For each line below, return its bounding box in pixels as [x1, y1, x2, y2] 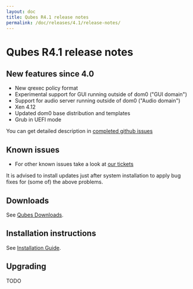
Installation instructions [6, 228, 96, 239]
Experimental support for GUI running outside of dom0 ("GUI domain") [14, 91, 187, 98]
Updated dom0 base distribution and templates [14, 110, 131, 117]
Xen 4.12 [14, 103, 36, 110]
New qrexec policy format [14, 84, 78, 92]
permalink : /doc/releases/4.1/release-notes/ [6, 20, 121, 26]
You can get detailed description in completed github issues [6, 128, 153, 135]
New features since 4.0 [6, 69, 94, 79]
